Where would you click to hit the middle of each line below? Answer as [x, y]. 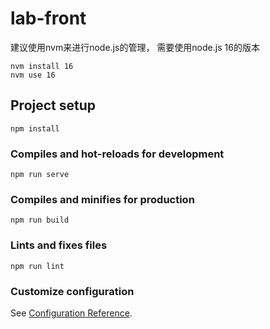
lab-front [48, 18]
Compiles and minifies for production [102, 199]
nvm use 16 [33, 75]
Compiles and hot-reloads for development [117, 154]
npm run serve [40, 175]
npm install [35, 128]
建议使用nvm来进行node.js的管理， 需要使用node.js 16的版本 [135, 47]
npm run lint [37, 266]
